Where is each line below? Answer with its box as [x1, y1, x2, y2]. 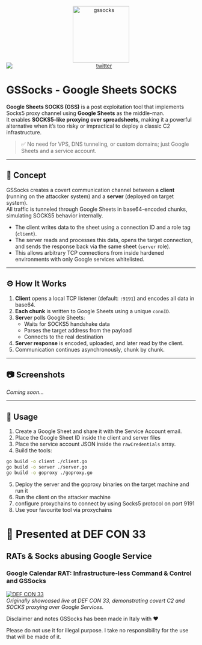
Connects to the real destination [23, 333, 103, 340]
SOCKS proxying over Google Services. [6, 603, 104, 611]
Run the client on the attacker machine [14, 493, 111, 500]
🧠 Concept [6, 170, 47, 181]
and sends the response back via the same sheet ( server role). [14, 243, 171, 250]
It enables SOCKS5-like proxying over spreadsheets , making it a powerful [6, 116, 192, 123]
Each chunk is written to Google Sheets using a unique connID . [14, 307, 171, 314]
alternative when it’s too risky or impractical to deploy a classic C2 [6, 122, 170, 129]
